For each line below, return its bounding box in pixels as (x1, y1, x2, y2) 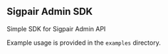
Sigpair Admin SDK (6, 6, 93, 18)
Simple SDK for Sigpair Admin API (6, 24, 106, 33)
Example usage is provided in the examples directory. (6, 38, 161, 47)
